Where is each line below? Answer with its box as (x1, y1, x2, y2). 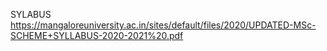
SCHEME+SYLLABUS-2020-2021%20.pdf (10, 30, 184, 41)
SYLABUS (10, 9, 52, 20)
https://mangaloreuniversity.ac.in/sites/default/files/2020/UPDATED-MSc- (10, 19, 317, 31)
